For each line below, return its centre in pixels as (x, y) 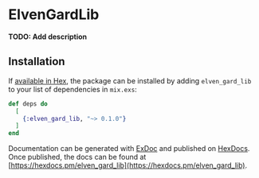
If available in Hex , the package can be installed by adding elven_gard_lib (130, 80)
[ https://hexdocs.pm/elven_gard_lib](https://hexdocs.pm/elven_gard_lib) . (128, 165)
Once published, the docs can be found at (77, 157)
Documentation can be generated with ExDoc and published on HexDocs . (129, 149)
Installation (37, 62)
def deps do (28, 104)
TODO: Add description (48, 37)
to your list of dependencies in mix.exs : (73, 89)
